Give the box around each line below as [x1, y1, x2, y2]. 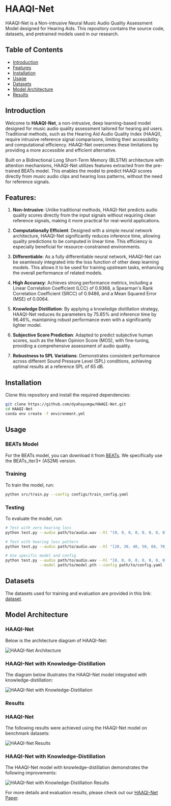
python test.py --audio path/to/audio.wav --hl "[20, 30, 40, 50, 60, [5, 544, 158, 549]
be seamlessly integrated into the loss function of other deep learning [12, 259, 159, 265]
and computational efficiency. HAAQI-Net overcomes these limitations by [5, 141, 159, 148]
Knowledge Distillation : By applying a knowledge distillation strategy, [12, 306, 159, 312]
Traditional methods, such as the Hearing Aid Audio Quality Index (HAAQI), [5, 131, 162, 137]
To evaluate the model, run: [5, 515, 63, 522]
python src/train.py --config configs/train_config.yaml [5, 491, 129, 497]
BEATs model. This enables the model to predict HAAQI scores [21, 168, 152, 174]
